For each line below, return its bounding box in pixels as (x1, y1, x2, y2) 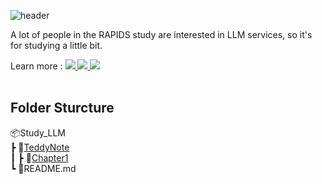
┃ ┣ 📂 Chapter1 (10, 151, 69, 164)
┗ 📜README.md (10, 162, 77, 174)
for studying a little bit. (10, 40, 103, 51)
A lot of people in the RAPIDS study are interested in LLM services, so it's (10, 29, 313, 40)
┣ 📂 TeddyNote (10, 141, 70, 153)
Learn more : (10, 60, 63, 72)
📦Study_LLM (10, 126, 66, 139)
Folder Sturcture (10, 100, 115, 117)
